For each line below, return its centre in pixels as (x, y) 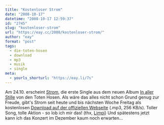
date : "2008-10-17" (25, 14)
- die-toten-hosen (29, 50)
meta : (11, 74)
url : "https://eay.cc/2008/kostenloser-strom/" (55, 32)
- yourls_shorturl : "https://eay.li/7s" (51, 78)
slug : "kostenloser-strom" (33, 28)
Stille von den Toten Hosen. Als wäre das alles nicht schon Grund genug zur (82, 97)
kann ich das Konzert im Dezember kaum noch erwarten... (64, 118)
